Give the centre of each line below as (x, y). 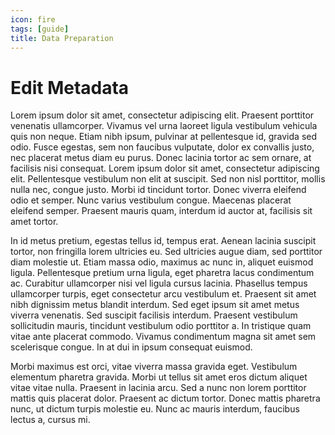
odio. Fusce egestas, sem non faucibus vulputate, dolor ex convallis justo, (162, 147)
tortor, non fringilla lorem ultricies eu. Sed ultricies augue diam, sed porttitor (166, 252)
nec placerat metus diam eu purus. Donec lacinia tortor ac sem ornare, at (161, 158)
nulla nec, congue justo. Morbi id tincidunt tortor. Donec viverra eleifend (158, 190)
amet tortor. (34, 222)
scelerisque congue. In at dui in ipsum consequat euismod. (131, 347)
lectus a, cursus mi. (50, 420)
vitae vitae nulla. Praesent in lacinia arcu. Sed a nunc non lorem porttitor (158, 388)
